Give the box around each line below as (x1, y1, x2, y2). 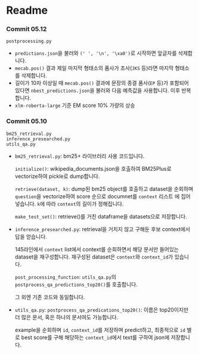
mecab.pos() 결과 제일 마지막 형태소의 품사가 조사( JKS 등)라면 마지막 (14, 64, 174, 72)
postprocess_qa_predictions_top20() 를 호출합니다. (14, 281, 138, 288)
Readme (6, 4, 48, 17)
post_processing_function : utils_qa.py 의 (14, 273, 117, 281)
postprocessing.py (6, 38, 52, 45)
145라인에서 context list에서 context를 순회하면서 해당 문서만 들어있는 (14, 245, 179, 253)
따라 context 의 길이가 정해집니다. (46, 200, 124, 207)
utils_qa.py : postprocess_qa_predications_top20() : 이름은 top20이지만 (14, 306, 189, 313)
